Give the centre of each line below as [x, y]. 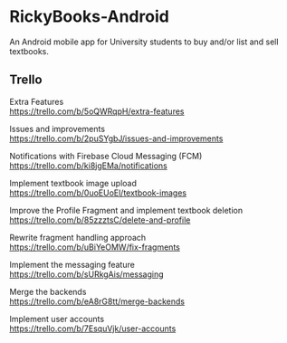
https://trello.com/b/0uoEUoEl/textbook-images [98, 193]
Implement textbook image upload [73, 183]
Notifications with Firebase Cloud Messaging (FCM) [106, 156]
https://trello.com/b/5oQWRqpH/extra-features [97, 111]
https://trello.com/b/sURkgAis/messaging [87, 274]
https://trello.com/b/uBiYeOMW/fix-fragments [95, 247]
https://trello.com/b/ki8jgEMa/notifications [88, 166]
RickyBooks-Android [89, 17]
